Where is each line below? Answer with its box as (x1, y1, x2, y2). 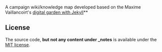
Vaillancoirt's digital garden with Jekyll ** (5, 9, 88, 15)
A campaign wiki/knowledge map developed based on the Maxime (5, 4, 141, 10)
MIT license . (5, 42, 31, 48)
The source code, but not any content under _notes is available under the (5, 36, 157, 42)
